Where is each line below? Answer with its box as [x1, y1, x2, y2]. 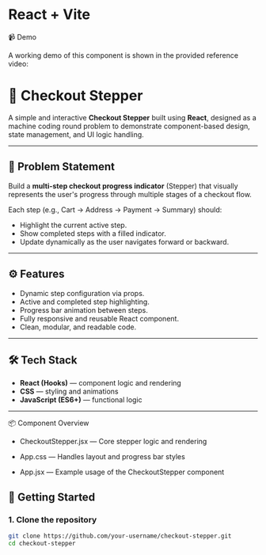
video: [8, 59, 29, 68]
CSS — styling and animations [19, 386, 119, 397]
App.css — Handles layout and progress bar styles [19, 452, 186, 462]
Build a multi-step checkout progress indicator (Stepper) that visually [8, 181, 239, 191]
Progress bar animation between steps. [19, 305, 148, 314]
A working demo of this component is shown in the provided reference [8, 50, 239, 60]
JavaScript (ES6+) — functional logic [19, 395, 142, 405]
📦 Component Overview [8, 418, 89, 428]
